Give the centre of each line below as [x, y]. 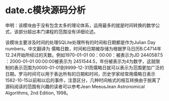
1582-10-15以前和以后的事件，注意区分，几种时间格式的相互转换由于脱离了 [83, 80]
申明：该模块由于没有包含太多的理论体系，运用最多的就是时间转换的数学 [80, 25]
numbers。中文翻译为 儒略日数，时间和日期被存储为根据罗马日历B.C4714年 [83, 48]
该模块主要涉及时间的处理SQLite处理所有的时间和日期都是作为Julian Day [80, 42]
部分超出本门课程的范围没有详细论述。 [58, 31]
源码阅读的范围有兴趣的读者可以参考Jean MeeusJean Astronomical [75, 86]
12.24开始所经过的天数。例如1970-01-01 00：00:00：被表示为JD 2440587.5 [84, 55]
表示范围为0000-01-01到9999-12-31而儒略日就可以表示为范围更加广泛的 [89, 67]
